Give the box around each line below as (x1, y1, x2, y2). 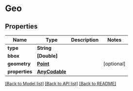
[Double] (37, 53, 58, 59)
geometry (7, 61, 31, 67)
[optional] (103, 61, 126, 67)
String (37, 45, 52, 51)
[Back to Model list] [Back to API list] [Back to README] (5, 81, 116, 86)
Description (71, 37, 99, 43)
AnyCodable (37, 68, 66, 75)
